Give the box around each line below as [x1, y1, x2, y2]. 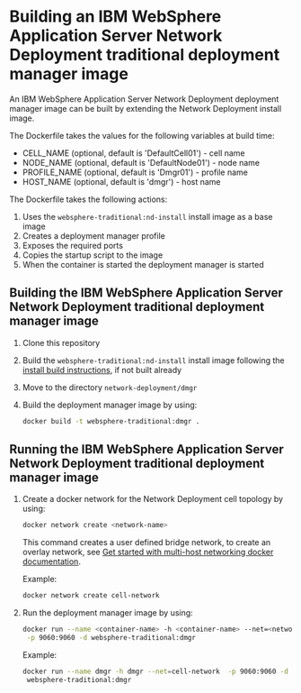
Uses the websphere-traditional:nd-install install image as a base [22, 211, 273, 222]
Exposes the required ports [22, 240, 124, 251]
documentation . [22, 556, 81, 567]
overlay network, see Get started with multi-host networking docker [22, 547, 274, 558]
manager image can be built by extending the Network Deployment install [9, 103, 282, 114]
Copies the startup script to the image [22, 250, 164, 260]
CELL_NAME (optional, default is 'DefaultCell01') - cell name [22, 147, 245, 159]
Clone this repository [22, 337, 101, 348]
